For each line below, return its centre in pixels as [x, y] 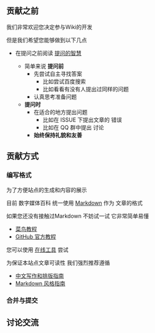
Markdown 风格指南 [40, 283]
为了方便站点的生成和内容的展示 [47, 189]
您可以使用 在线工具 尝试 [37, 250]
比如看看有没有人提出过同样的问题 [86, 89]
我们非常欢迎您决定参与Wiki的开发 [50, 27]
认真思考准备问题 [55, 96]
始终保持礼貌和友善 [58, 135]
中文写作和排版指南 [40, 275]
